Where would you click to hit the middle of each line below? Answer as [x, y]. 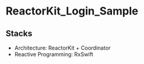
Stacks [19, 34]
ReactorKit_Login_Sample [72, 11]
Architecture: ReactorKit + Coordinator [63, 48]
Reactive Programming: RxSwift [54, 54]
